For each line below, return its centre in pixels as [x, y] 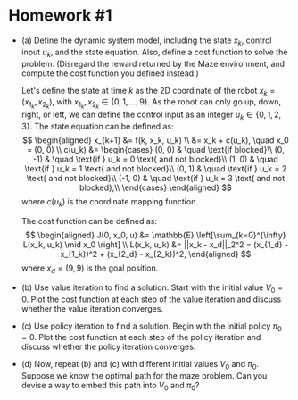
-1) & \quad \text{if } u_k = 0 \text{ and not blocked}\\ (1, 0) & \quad [156, 159]
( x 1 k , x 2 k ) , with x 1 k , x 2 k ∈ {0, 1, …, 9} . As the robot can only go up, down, [151, 104]
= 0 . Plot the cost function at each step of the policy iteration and [141, 337]
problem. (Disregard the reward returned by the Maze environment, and [153, 63]
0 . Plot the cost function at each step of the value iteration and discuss [151, 299]
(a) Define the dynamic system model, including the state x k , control [147, 41]
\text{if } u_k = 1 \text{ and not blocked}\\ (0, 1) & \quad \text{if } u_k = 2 [156, 169]
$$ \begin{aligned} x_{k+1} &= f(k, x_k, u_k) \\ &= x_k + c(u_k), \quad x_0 [156, 140]
